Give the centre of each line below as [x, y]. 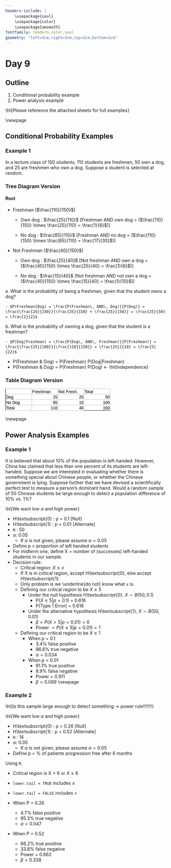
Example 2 [19, 695]
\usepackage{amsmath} [37, 27]
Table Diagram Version [34, 380]
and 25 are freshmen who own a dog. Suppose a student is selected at [80, 167]
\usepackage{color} [35, 22]
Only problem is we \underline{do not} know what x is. [77, 584]
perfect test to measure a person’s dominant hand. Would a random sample [84, 488]
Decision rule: [27, 562]
